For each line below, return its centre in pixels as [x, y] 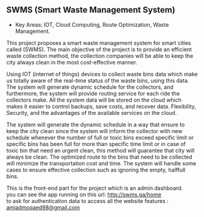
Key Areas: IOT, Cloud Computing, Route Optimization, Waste [92, 24]
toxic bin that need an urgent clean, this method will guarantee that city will [100, 150]
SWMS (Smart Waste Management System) [91, 10]
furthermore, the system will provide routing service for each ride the [93, 93]
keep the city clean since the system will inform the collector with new [94, 131]
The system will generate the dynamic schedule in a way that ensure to [96, 125]
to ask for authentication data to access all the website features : [87, 201]
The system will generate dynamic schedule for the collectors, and [90, 87]
